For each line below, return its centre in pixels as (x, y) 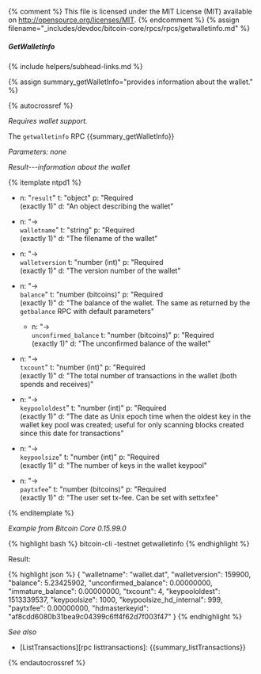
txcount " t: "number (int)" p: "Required (83, 367)
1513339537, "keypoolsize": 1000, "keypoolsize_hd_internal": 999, (115, 599)
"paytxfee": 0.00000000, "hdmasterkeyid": (78, 608)
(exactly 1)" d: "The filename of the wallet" (89, 238)
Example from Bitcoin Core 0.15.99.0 (67, 528)
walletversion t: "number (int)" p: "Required (91, 262)
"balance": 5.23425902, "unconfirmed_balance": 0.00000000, (110, 583)
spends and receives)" (57, 384)
